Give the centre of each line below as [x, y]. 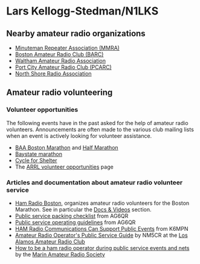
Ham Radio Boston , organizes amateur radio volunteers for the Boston [102, 203]
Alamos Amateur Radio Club [50, 241]
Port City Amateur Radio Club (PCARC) [63, 67]
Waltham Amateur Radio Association [60, 61]
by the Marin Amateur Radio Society [60, 254]
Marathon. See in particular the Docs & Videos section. [83, 209]
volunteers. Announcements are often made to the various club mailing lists [100, 129]
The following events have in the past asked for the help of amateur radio [97, 123]
